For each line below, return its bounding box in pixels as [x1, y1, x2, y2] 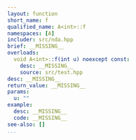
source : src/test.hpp [20, 69, 83, 76]
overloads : [7, 50, 39, 57]
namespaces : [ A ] [7, 29, 55, 37]
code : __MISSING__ [13, 114, 68, 121]
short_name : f [7, 17, 49, 24]
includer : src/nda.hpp [7, 36, 74, 43]
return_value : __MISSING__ [7, 82, 86, 89]
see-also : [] [7, 120, 46, 128]
